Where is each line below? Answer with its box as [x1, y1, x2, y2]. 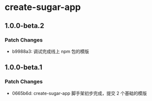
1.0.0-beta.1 [5, 63, 43, 71]
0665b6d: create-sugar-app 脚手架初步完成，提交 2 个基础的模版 [12, 90, 147, 96]
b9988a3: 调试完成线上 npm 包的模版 [12, 48, 89, 54]
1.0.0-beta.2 [5, 21, 45, 30]
